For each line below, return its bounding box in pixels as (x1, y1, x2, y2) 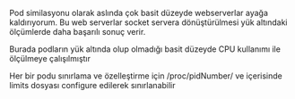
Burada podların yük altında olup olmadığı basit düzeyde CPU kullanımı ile (9, 44, 281, 54)
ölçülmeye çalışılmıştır (9, 54, 91, 63)
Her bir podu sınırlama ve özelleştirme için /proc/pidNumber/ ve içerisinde (9, 70, 282, 81)
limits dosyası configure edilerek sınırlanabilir (9, 80, 177, 90)
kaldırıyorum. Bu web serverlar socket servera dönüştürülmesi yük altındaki (9, 17, 288, 28)
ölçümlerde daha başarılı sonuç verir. (9, 27, 146, 37)
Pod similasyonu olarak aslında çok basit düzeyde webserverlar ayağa (9, 8, 269, 18)
